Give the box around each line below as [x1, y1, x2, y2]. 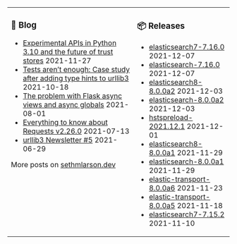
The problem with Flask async [23, 91, 122, 101]
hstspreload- [149, 112, 193, 122]
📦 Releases [137, 20, 186, 32]
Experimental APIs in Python [23, 38, 117, 48]
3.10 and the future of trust [23, 47, 114, 56]
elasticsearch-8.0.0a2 [149, 94, 224, 104]
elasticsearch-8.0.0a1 [149, 157, 224, 166]
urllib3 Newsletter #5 [23, 135, 93, 145]
